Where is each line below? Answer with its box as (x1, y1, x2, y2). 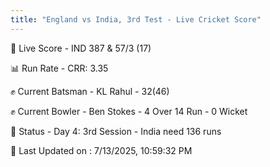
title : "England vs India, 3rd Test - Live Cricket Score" (10, 14, 262, 25)
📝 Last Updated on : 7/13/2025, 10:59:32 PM (10, 144, 193, 156)
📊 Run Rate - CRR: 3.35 (10, 62, 109, 74)
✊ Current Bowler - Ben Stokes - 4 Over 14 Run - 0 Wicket (10, 105, 248, 117)
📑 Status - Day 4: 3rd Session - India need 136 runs (10, 125, 222, 137)
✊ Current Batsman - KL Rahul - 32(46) (10, 85, 170, 97)
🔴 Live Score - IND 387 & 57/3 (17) (10, 42, 152, 54)
